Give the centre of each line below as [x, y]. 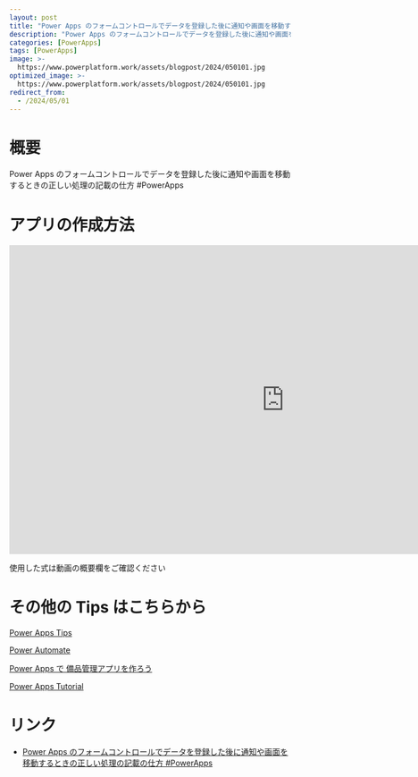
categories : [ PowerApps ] [55, 42]
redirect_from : [38, 92]
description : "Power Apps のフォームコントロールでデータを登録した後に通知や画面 [149, 34]
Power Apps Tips [41, 633]
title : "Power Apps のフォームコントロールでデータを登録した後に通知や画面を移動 [147, 26]
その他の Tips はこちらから [108, 608]
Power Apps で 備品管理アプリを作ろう [81, 669]
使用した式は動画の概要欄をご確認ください [88, 568]
